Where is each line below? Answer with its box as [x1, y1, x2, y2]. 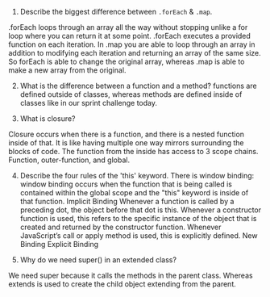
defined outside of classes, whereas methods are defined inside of [19, 90, 243, 99]
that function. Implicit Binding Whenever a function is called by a [19, 197, 235, 206]
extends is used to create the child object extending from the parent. [8, 279, 236, 289]
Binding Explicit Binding [19, 240, 99, 249]
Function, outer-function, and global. [8, 155, 131, 165]
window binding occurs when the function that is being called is [19, 179, 232, 189]
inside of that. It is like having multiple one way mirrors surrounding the [8, 138, 244, 148]
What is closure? [19, 114, 76, 123]
